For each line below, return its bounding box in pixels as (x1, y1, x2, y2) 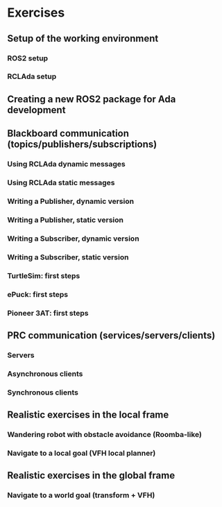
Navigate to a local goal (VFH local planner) (7, 448, 156, 458)
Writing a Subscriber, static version (7, 252, 129, 261)
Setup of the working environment (7, 33, 159, 44)
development (7, 104, 66, 116)
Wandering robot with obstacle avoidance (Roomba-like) (7, 429, 203, 439)
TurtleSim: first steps (7, 270, 80, 280)
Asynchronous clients (7, 369, 83, 379)
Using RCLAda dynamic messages (7, 160, 126, 169)
